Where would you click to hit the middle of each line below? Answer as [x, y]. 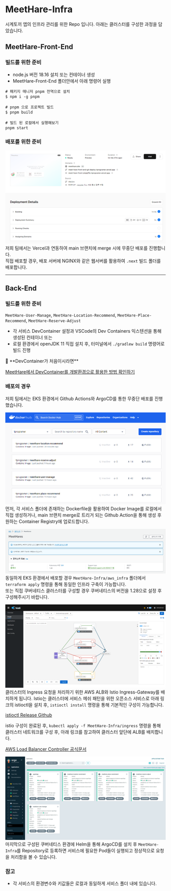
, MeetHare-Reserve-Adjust [53, 320]
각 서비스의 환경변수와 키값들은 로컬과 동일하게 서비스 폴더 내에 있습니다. [84, 883]
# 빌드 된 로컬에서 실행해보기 [32, 123]
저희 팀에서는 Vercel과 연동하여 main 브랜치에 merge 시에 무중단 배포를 [77, 248]
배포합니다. [16, 267]
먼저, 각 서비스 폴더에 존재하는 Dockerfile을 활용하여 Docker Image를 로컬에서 [83, 508]
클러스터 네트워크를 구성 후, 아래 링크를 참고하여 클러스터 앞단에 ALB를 [75, 732]
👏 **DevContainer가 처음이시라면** [42, 361]
